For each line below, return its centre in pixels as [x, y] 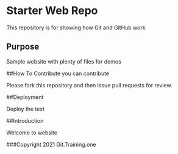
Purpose [23, 47]
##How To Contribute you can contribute [58, 73]
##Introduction [25, 120]
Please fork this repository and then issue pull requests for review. [89, 85]
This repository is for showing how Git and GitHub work [76, 28]
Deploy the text [25, 109]
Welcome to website [32, 133]
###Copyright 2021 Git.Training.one [51, 144]
